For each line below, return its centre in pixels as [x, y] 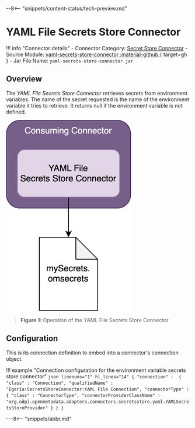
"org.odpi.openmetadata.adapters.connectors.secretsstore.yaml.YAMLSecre [98, 402]
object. [15, 358]
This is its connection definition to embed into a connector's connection [93, 353]
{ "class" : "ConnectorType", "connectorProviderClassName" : [83, 395]
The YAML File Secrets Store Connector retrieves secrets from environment [97, 93]
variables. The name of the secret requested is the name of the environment [98, 99]
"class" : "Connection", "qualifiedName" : [60, 383]
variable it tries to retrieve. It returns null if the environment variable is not [94, 105]
